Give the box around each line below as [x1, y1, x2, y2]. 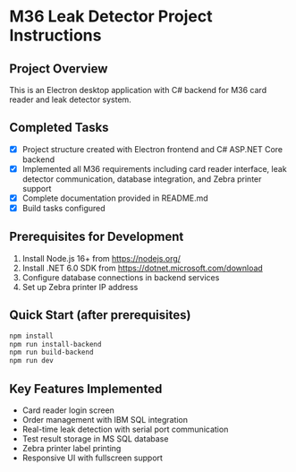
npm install [9, 331, 54, 340]
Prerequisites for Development [9, 229, 184, 245]
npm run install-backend [9, 339, 102, 348]
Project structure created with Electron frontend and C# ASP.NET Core [21, 143, 283, 154]
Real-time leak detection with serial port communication [21, 424, 229, 434]
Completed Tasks [9, 120, 109, 135]
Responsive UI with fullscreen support [21, 452, 164, 463]
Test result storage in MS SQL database [21, 433, 169, 444]
